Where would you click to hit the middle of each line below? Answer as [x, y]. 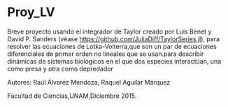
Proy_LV [31, 12]
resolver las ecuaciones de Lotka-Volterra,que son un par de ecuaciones [112, 46]
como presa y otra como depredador [60, 69]
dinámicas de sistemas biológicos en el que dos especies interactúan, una [114, 61]
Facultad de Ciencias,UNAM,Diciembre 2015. [72, 96]
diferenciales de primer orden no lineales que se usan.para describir [106, 54]
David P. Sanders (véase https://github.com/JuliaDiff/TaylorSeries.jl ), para [114, 38]
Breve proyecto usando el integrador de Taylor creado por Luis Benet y [109, 31]
